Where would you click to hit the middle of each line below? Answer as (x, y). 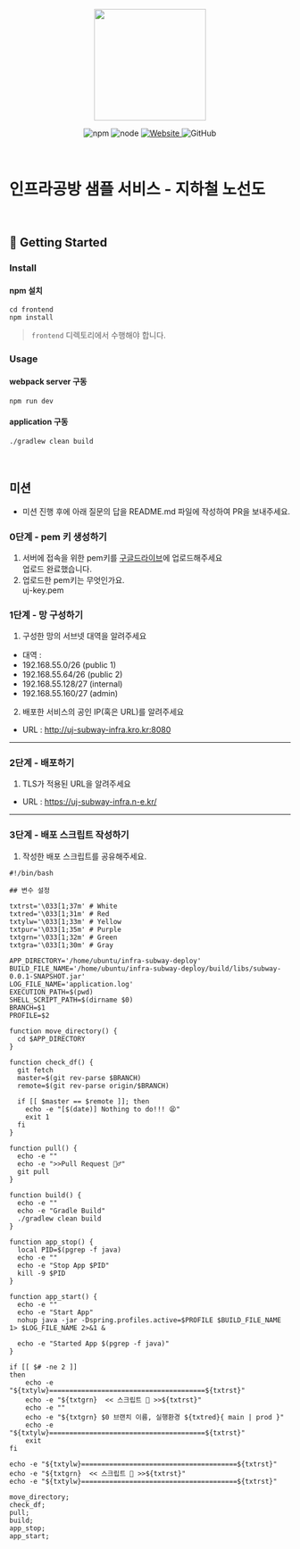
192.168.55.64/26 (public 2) (72, 675)
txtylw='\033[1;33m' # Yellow (66, 921)
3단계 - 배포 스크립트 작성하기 (69, 835)
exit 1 (37, 1117)
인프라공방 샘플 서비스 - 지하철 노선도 (137, 190)
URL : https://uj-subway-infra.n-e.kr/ (89, 802)
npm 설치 (26, 290)
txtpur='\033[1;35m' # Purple (66, 929)
